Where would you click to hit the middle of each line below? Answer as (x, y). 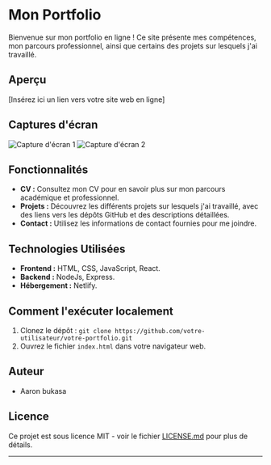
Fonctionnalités (48, 169)
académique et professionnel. (69, 198)
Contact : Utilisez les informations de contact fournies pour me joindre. (138, 223)
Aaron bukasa (43, 391)
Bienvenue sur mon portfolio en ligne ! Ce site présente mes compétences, (132, 37)
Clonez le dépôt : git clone (65, 330)
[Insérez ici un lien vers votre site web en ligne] (87, 99)
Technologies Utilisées (67, 249)
